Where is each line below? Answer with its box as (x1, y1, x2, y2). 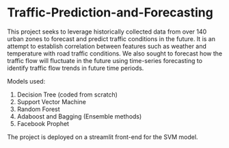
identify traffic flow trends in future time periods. (7, 64, 144, 72)
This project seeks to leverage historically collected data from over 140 (7, 27, 207, 36)
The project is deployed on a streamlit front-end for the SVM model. (7, 132, 198, 141)
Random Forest (16, 105, 60, 113)
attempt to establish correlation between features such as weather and (7, 42, 207, 50)
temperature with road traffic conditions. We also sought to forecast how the (7, 49, 223, 58)
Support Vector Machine (16, 97, 87, 106)
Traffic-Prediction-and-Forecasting (7, 5, 213, 21)
